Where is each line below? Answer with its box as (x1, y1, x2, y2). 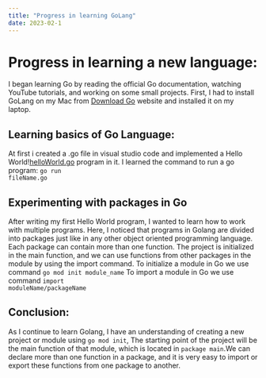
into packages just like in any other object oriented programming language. (8, 233, 253, 243)
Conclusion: (8, 306, 70, 319)
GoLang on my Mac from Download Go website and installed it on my (8, 96, 234, 106)
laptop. (8, 105, 32, 114)
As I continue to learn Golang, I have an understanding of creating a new (8, 326, 245, 336)
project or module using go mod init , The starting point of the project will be (8, 335, 257, 345)
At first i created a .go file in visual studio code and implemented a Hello (8, 148, 243, 159)
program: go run (8, 166, 62, 175)
